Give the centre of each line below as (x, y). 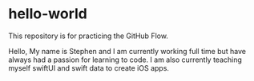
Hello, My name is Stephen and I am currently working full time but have (127, 51)
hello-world (48, 14)
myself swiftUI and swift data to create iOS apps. (89, 67)
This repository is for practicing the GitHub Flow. (88, 36)
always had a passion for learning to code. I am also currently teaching (125, 60)
